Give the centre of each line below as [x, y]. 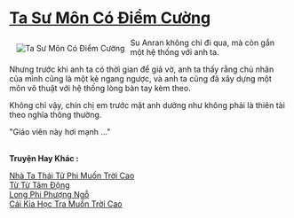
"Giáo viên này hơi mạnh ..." [60, 131]
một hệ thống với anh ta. [175, 51]
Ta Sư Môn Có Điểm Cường [110, 18]
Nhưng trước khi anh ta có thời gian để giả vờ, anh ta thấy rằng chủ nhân [142, 69]
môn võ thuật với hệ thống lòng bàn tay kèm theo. [100, 88]
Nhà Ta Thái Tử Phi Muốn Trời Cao [72, 175]
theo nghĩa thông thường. [56, 114]
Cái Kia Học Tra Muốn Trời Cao [66, 204]
